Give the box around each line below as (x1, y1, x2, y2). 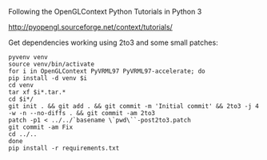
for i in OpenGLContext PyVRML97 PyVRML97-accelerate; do (8, 67, 205, 75)
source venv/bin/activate (8, 60, 94, 68)
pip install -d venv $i (8, 74, 88, 82)
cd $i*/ (8, 95, 34, 103)
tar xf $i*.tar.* (8, 88, 66, 96)
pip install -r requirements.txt (8, 144, 120, 152)
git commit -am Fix (8, 123, 74, 131)
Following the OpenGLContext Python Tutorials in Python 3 (8, 7, 202, 16)
